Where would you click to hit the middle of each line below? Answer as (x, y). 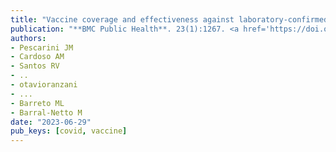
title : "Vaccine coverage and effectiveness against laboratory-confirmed (169, 19)
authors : (28, 38)
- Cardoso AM (37, 57)
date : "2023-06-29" (51, 122)
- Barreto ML (37, 103)
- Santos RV (35, 66)
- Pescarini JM (42, 47)
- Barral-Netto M (46, 112)
